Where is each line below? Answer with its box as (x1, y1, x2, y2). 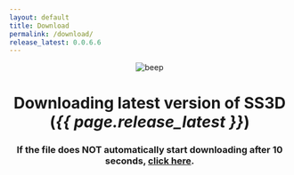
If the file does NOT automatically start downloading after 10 (16, 144, 283, 156)
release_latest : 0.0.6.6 (9, 37, 102, 47)
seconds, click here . (105, 155, 194, 167)
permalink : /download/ (9, 29, 94, 38)
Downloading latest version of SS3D (12, 93, 287, 114)
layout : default (9, 12, 69, 22)
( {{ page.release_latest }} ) (49, 112, 250, 132)
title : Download (9, 21, 69, 30)
